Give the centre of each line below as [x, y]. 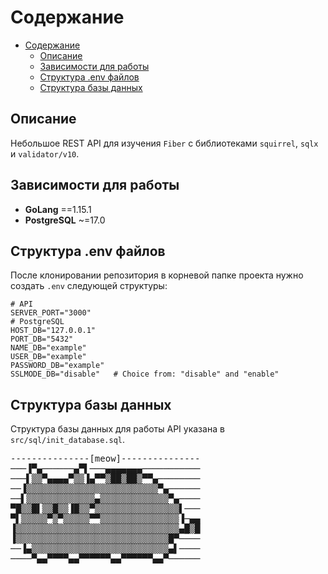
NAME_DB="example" [48, 348]
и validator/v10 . [45, 153]
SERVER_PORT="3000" [51, 313]
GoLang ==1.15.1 [58, 209]
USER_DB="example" [48, 357]
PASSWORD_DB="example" [57, 366]
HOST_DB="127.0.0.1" [53, 331]
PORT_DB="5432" [42, 339]
